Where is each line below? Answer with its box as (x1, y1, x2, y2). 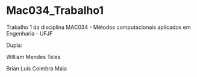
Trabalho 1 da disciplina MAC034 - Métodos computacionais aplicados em (6, 23, 191, 31)
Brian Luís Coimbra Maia (6, 64, 67, 72)
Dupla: (6, 42, 23, 49)
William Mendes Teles (6, 53, 61, 60)
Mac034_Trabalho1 (6, 4, 104, 17)
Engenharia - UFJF (6, 29, 53, 37)
